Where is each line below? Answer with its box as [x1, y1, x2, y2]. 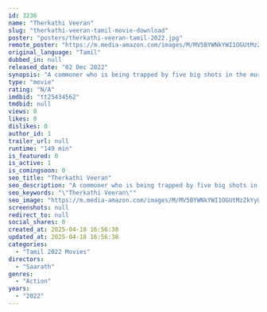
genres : [8, 270, 34, 278]
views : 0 [8, 108, 37, 116]
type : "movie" [8, 78, 56, 86]
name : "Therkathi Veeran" [8, 19, 94, 27]
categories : [8, 241, 48, 248]
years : [8, 285, 30, 293]
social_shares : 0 [8, 218, 66, 226]
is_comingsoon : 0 [8, 167, 66, 175]
